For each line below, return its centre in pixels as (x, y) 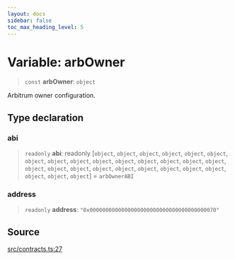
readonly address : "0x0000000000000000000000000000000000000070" (122, 210)
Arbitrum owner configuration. (51, 96)
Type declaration (45, 118)
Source (24, 232)
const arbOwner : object (60, 81)
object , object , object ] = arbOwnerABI (79, 176)
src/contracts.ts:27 (35, 249)
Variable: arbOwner (66, 62)
